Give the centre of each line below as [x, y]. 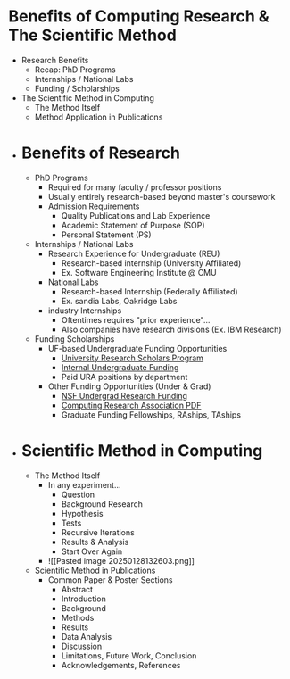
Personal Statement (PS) [107, 235]
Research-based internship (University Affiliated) [151, 263]
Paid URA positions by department [124, 377]
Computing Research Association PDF [131, 405]
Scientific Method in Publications [95, 570]
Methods [78, 617]
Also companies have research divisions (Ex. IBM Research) [171, 329]
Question [78, 494]
